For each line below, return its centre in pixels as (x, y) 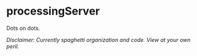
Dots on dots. (23, 28)
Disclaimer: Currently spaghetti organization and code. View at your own (98, 40)
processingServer (53, 11)
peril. (13, 46)
